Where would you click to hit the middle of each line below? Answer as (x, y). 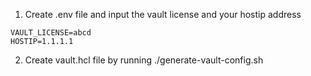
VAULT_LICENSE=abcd (51, 33)
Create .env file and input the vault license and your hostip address (163, 14)
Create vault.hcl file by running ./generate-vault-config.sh (144, 60)
